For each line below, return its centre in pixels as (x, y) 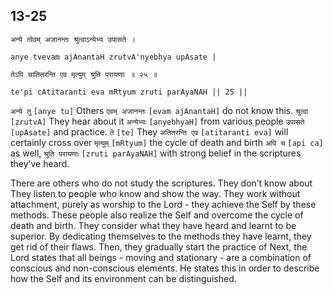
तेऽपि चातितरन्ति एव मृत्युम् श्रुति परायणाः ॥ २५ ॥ (84, 74)
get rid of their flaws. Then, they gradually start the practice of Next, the (159, 246)
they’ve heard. (40, 163)
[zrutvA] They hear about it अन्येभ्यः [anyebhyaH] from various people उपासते (157, 121)
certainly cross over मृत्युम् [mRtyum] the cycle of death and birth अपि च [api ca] (167, 142)
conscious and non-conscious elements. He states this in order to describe (165, 268)
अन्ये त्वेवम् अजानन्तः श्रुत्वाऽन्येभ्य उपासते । (73, 39)
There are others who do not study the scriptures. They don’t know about (161, 183)
